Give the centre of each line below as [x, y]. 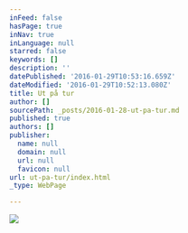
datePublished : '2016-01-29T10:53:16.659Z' [93, 77]
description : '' [40, 69]
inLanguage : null [42, 43]
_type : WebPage [38, 186]
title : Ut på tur [42, 93]
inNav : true [32, 34]
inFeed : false [36, 18]
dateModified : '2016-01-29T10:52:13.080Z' [90, 85]
